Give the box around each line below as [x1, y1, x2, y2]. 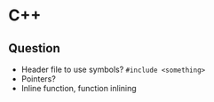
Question [8, 41, 60, 56]
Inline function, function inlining [20, 83, 137, 93]
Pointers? [20, 74, 57, 84]
